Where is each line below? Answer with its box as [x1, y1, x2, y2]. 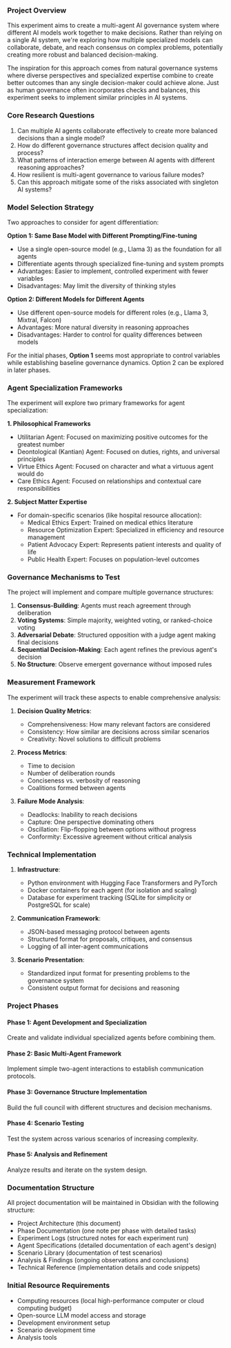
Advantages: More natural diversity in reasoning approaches [17, 323, 190, 331]
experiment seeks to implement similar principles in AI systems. [7, 93, 188, 102]
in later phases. [7, 366, 51, 374]
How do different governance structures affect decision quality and [17, 141, 208, 149]
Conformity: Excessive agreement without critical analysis [27, 832, 192, 841]
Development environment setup [17, 1318, 110, 1327]
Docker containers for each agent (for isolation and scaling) [27, 886, 197, 895]
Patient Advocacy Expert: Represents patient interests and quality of [27, 541, 222, 549]
